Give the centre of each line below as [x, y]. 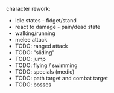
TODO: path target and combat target [62, 78]
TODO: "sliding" [35, 53]
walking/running [35, 33]
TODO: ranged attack [41, 46]
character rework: [28, 9]
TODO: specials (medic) [45, 72]
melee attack [31, 40]
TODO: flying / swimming [46, 65]
